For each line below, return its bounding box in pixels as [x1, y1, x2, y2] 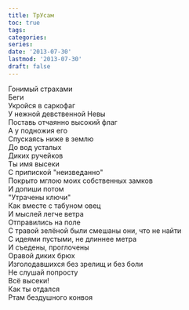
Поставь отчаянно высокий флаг [8, 117, 118, 126]
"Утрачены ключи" [8, 192, 71, 202]
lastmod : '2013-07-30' [8, 56, 82, 64]
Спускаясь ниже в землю [8, 134, 94, 144]
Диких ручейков [8, 151, 64, 160]
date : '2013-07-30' [8, 48, 72, 56]
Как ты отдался [8, 284, 60, 294]
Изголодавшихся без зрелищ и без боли [8, 259, 144, 268]
